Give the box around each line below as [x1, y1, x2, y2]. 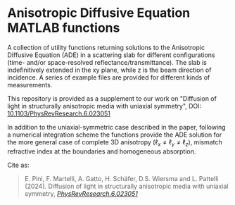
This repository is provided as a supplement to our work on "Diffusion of [7, 94, 217, 103]
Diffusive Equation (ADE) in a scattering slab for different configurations [7, 51, 215, 59]
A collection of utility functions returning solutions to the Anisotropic [7, 43, 205, 51]
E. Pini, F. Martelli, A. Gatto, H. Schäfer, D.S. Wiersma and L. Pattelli [24, 174, 220, 182]
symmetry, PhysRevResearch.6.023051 [24, 189, 139, 198]
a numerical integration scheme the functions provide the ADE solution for [7, 130, 222, 139]
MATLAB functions [7, 20, 120, 36]
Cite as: [7, 161, 30, 169]
